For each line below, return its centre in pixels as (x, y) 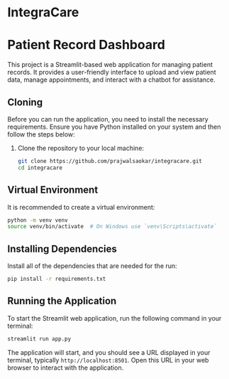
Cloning (25, 102)
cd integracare (40, 168)
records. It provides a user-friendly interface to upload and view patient (112, 73)
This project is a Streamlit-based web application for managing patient (110, 65)
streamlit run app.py (39, 338)
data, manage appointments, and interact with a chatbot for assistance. (111, 80)
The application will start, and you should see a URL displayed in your (109, 352)
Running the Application (62, 301)
